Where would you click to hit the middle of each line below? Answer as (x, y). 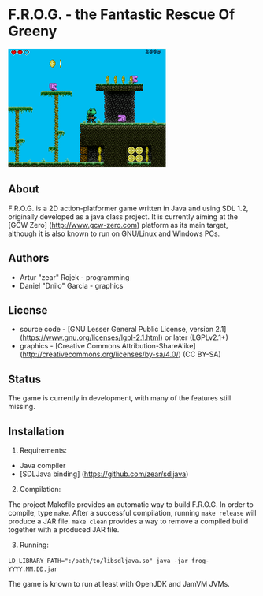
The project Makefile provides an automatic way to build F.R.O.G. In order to (131, 505)
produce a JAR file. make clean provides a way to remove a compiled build (128, 521)
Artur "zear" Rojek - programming (74, 277)
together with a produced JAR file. (64, 529)
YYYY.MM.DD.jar (33, 569)
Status (25, 379)
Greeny (33, 31)
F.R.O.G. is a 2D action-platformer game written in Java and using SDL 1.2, (128, 208)
